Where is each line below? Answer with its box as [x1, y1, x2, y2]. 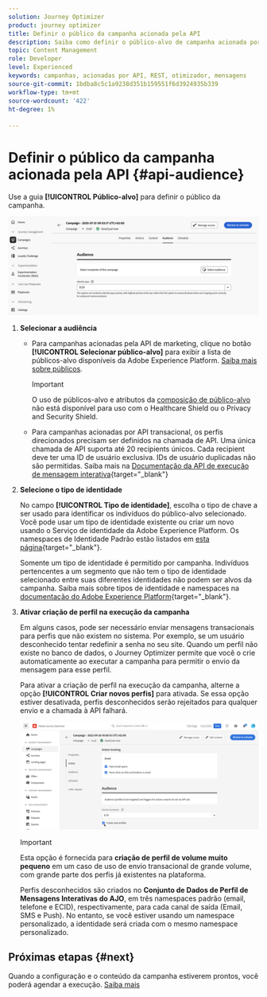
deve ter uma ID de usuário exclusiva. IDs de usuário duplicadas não [31, 452, 256, 462]
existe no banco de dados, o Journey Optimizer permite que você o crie [19, 648, 256, 657]
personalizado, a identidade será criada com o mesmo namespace [19, 919, 238, 929]
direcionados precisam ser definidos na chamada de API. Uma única [31, 435, 256, 445]
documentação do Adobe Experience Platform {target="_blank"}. [19, 591, 232, 601]
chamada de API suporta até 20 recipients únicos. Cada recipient [31, 444, 245, 454]
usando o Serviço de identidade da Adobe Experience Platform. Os [19, 525, 240, 535]
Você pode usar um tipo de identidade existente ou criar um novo [19, 517, 234, 527]
